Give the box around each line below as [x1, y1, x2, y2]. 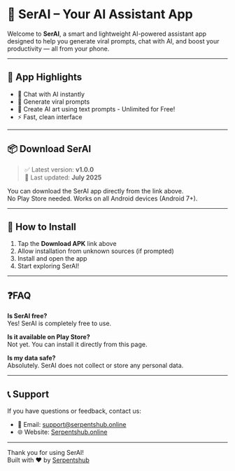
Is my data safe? [7, 354, 56, 362]
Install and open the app [17, 254, 87, 263]
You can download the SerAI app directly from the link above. [7, 186, 184, 195]
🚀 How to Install [7, 221, 77, 233]
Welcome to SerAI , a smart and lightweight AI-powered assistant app [7, 29, 207, 38]
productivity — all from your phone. [7, 44, 110, 53]
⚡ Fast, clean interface [17, 112, 83, 121]
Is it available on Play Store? [7, 333, 90, 341]
